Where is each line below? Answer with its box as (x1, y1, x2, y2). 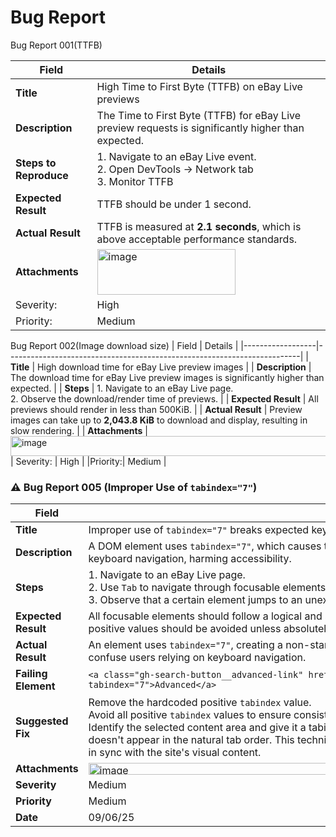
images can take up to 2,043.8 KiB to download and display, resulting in (10, 414, 308, 426)
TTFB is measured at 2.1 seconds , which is (96, 219, 302, 233)
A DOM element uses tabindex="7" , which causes (88, 539, 322, 553)
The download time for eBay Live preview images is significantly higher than (10, 371, 325, 383)
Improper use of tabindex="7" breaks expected (88, 523, 310, 537)
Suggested (15, 714, 69, 728)
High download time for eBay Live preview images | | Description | (36, 361, 312, 373)
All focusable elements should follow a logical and (88, 609, 323, 623)
